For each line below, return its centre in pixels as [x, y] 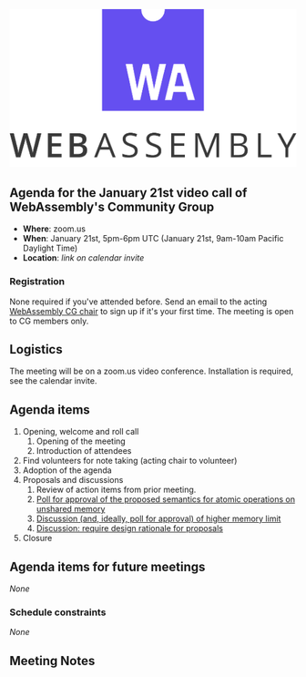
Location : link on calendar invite [83, 258]
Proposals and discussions [73, 480]
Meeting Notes [52, 661]
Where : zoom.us [54, 229]
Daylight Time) [50, 248]
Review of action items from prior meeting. [116, 490]
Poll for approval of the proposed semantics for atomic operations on [166, 499]
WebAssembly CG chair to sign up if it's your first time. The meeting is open [152, 311]
